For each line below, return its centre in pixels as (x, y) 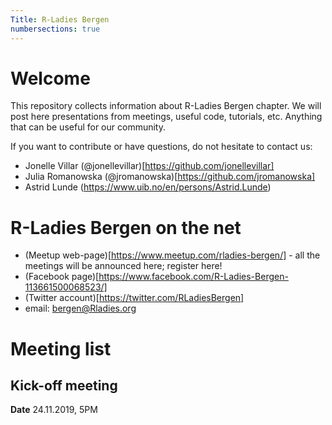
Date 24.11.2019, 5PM (54, 410)
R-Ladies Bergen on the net (126, 227)
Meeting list (61, 348)
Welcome (50, 78)
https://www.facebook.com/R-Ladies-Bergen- (193, 277)
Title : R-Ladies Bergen (60, 19)
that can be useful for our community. (88, 127)
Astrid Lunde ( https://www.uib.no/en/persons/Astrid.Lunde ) (148, 187)
